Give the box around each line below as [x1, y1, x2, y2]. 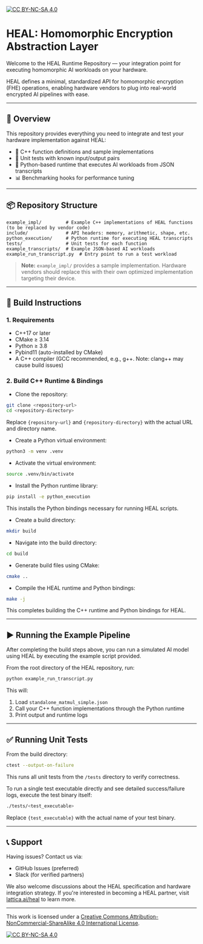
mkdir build [6, 528, 36, 534]
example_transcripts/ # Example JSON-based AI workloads [6, 245, 155, 252]
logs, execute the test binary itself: [6, 791, 92, 798]
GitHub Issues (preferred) [14, 865, 79, 872]
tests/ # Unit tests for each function [6, 241, 147, 247]
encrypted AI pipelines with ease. [6, 91, 89, 98]
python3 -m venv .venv [6, 448, 63, 454]
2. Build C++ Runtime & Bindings [6, 377, 104, 385]
